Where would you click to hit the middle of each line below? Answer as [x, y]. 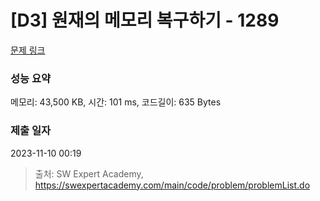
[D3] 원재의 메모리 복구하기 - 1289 [145, 20]
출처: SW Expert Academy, [89, 173]
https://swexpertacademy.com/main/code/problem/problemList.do [172, 185]
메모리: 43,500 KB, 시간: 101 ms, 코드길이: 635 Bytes [116, 102]
